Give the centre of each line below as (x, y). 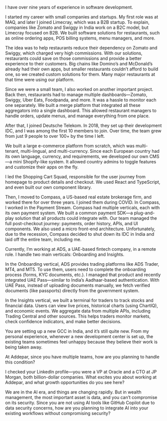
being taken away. (24, 347)
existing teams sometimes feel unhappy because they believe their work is (82, 342)
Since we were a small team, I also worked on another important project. (79, 89)
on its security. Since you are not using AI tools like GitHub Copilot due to (80, 403)
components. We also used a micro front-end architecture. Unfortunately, (80, 229)
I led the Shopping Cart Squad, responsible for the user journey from (75, 177)
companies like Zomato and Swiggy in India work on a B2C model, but (77, 27)
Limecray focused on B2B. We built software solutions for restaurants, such (83, 33)
